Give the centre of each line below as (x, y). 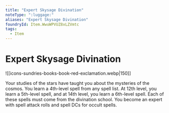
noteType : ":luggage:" (30, 15)
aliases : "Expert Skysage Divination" (47, 19)
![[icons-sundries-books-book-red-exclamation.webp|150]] (68, 73)
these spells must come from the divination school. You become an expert (84, 99)
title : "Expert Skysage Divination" (44, 10)
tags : (11, 29)
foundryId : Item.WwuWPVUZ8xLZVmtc (42, 24)
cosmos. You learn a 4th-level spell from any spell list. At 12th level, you (81, 88)
